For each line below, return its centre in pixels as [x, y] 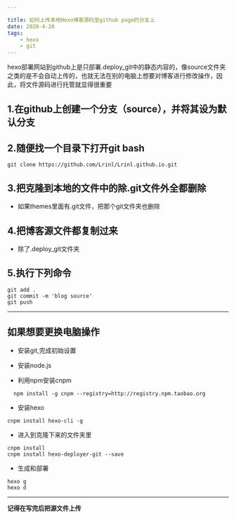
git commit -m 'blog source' [50, 296]
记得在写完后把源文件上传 [44, 508]
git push [20, 302]
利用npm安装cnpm [45, 380]
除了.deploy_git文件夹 [48, 249]
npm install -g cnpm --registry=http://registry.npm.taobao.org [110, 393]
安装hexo [31, 407]
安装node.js [34, 365]
